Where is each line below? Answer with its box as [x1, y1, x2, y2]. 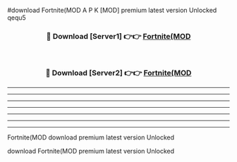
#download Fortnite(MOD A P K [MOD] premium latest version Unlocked [7, 6, 217, 14]
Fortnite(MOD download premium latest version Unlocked [7, 133, 175, 142]
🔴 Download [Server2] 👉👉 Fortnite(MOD [45, 68, 192, 78]
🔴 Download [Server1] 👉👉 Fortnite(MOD [46, 31, 191, 41]
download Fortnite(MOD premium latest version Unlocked [7, 147, 175, 155]
